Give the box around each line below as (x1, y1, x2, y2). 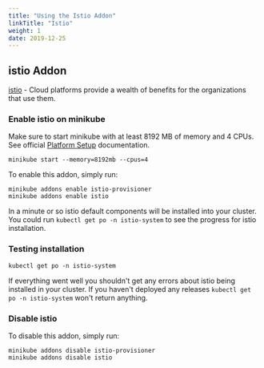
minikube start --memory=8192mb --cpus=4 (8, 156, 149, 164)
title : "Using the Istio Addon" (8, 11, 116, 20)
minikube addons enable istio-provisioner (8, 185, 152, 193)
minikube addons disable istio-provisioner (8, 346, 156, 354)
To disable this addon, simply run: (8, 330, 120, 341)
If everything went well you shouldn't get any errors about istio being (8, 276, 236, 285)
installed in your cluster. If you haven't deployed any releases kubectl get (8, 284, 252, 293)
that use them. (8, 94, 56, 103)
